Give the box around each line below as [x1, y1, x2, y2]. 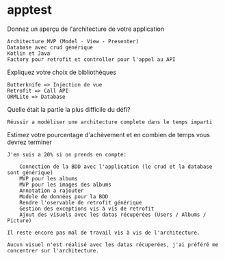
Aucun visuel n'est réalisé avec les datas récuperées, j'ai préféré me [7, 241, 219, 248]
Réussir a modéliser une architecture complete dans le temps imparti [7, 119, 213, 126]
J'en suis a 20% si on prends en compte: [7, 151, 127, 158]
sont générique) [7, 169, 53, 176]
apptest [7, 2, 53, 18]
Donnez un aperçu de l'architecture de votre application [7, 25, 165, 33]
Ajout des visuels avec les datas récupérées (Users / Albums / [19, 211, 207, 218]
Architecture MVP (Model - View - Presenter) [7, 38, 139, 45]
